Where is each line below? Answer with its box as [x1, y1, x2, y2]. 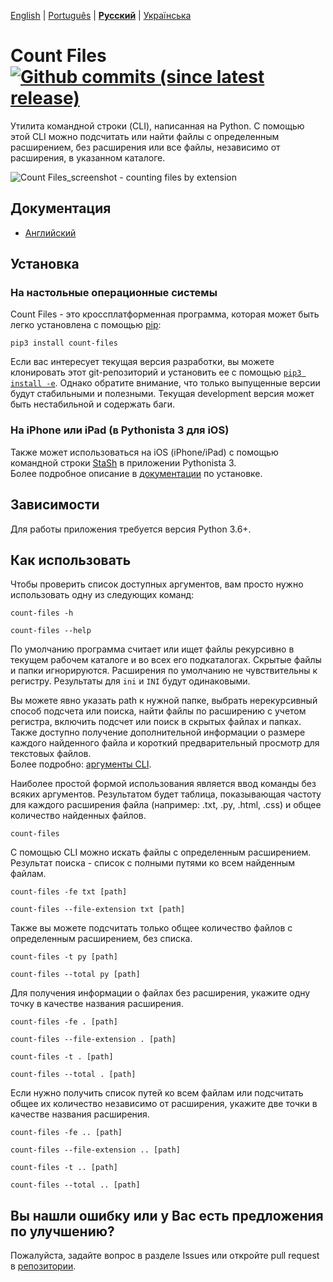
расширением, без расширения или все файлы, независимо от [10, 141, 281, 153]
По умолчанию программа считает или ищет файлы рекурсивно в [10, 643, 295, 655]
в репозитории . [10, 1260, 77, 1272]
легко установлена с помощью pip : [10, 319, 162, 331]
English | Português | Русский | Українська [10, 10, 192, 21]
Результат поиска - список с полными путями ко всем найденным [10, 857, 295, 869]
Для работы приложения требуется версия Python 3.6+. [10, 523, 252, 535]
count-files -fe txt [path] [10, 887, 128, 897]
